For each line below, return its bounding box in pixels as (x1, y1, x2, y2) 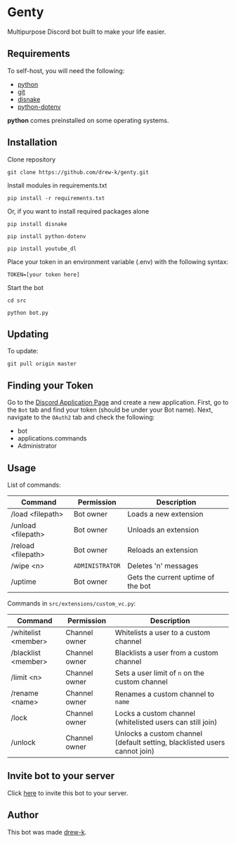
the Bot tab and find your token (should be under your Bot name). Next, (7, 405, 213, 414)
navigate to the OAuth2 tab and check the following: (7, 413, 155, 421)
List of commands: (7, 481, 61, 489)
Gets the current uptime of (127, 573, 215, 582)
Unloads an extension (127, 525, 199, 535)
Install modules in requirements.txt (7, 181, 107, 190)
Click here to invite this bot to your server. (7, 788, 129, 797)
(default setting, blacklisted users (114, 738, 225, 747)
